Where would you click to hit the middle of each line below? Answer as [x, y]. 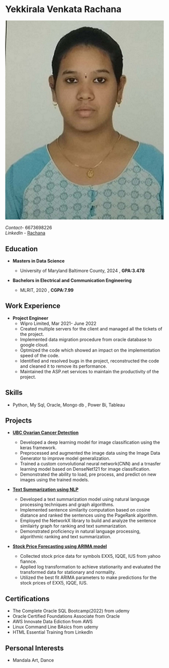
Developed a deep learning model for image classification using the [90, 442]
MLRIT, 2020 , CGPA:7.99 [47, 290]
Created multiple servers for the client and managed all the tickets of [91, 328]
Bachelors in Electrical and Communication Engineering [72, 280]
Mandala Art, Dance [33, 660]
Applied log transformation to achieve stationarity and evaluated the [90, 567]
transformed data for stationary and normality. [68, 572]
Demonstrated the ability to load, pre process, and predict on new [88, 474]
